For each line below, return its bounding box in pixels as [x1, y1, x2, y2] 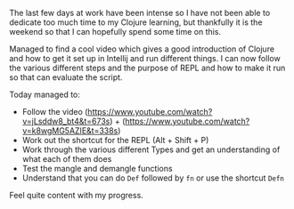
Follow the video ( [21, 107, 88, 117]
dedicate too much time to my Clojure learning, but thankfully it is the [9, 17, 263, 28]
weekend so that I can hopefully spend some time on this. [9, 27, 221, 36]
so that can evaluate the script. [9, 72, 123, 83]
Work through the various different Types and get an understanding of [21, 144, 281, 155]
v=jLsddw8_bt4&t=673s [21, 116, 110, 126]
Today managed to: [9, 89, 80, 100]
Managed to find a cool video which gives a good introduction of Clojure [9, 44, 274, 54]
